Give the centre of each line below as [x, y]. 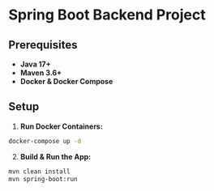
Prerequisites [43, 45]
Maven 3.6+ [41, 73]
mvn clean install [39, 172]
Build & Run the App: [56, 156]
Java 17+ [35, 64]
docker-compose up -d [45, 141]
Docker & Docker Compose [66, 81]
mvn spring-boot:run [43, 179]
